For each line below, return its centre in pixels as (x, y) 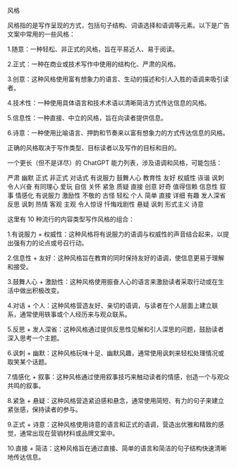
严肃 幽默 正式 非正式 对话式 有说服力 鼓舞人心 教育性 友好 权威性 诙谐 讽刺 (116, 178)
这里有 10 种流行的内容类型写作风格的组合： (71, 219)
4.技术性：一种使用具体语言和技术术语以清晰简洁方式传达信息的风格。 (109, 103)
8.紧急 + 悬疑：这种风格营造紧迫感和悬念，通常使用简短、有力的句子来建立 (116, 401)
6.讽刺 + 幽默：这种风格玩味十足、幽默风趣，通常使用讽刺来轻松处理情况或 (116, 353)
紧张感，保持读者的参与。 (44, 409)
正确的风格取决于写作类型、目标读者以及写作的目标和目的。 (94, 148)
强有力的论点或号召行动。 (50, 243)
